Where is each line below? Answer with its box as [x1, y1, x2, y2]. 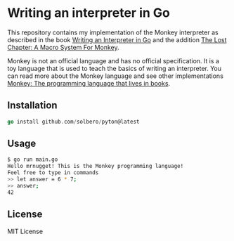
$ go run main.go [7, 156, 58, 163]
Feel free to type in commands [7, 169, 99, 176]
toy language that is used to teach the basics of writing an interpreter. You [7, 64, 222, 72]
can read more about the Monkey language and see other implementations [7, 72, 223, 80]
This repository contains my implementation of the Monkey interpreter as [7, 28, 219, 37]
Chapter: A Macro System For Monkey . [7, 43, 119, 51]
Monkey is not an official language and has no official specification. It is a [7, 56, 220, 65]
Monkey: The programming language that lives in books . [7, 79, 171, 87]
